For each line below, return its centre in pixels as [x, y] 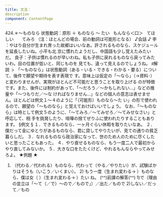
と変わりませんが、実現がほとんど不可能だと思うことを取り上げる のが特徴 [80, 82]
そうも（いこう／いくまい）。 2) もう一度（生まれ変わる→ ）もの [85, 172]
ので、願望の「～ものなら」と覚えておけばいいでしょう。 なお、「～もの [81, 106]
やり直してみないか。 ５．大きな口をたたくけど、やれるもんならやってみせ [80, 149]
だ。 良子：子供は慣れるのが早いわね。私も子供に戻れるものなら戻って [76, 58]
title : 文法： [18, 10]
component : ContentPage [29, 19]
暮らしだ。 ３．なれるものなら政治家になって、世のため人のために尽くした [80, 137]
